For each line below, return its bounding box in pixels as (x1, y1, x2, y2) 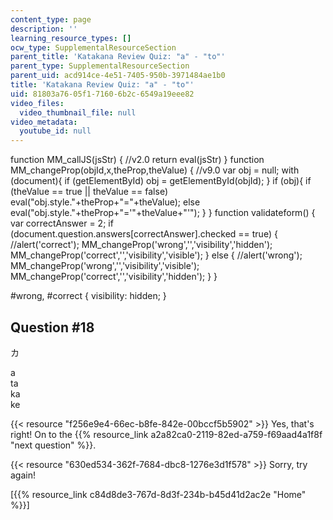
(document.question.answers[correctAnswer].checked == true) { (10, 228, 278, 240)
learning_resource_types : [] (10, 33, 132, 43)
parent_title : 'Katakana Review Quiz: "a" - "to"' (10, 52, 226, 62)
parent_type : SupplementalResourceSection (10, 61, 190, 71)
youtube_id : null (19, 126, 92, 136)
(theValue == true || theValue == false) (10, 186, 168, 198)
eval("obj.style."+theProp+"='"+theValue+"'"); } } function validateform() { (10, 207, 316, 219)
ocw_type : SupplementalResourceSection (10, 42, 177, 53)
